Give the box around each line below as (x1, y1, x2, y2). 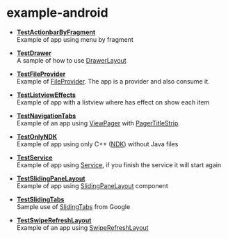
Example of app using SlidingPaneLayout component (16, 181, 168, 190)
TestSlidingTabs (16, 195, 65, 203)
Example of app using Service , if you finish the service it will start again (16, 160, 222, 169)
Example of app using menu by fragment (16, 35, 133, 43)
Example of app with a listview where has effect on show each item (16, 98, 210, 106)
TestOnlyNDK (16, 132, 58, 141)
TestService (16, 153, 53, 162)
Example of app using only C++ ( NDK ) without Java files (16, 139, 179, 148)
